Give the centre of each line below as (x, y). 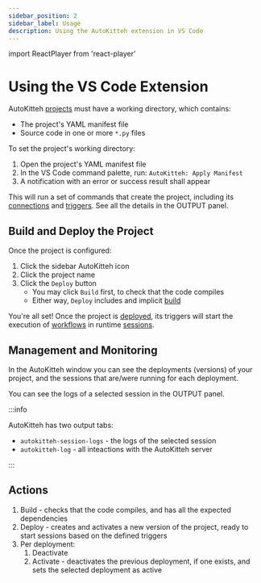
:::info (18, 409)
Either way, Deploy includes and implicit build (106, 300)
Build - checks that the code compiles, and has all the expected (126, 510)
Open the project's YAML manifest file (83, 164)
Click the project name (58, 275)
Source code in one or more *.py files (83, 133)
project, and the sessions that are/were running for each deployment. (124, 378)
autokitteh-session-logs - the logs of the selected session (118, 440)
